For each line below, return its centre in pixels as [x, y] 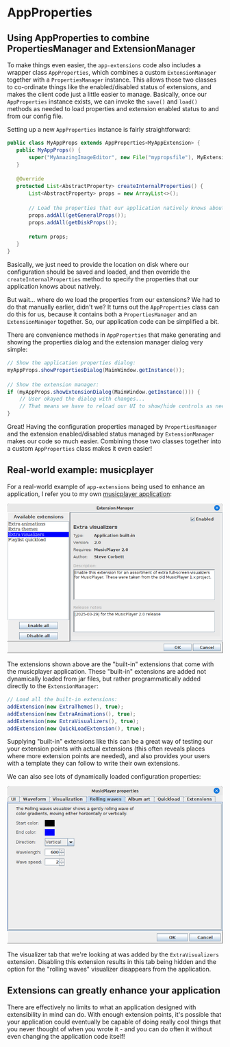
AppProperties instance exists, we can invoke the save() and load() [102, 102]
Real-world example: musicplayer [80, 470]
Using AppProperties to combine [78, 38]
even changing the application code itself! [66, 1036]
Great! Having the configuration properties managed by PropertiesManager [112, 426]
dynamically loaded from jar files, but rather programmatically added [104, 679]
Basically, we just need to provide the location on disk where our [98, 264]
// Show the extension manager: [53, 385]
